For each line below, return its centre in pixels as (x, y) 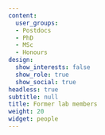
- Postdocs (33, 30)
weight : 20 (26, 112)
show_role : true (42, 75)
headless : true (33, 89)
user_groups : (37, 23)
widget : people (33, 119)
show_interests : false (53, 67)
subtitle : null (33, 97)
